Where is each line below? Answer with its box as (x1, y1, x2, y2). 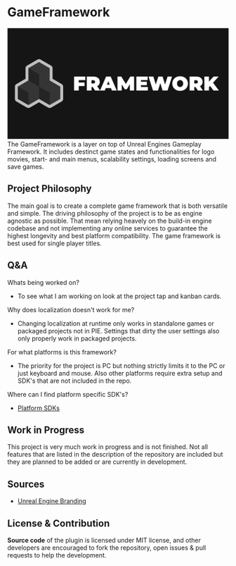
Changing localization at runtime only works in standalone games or (17, 319, 214, 328)
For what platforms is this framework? (7, 347, 117, 356)
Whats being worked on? (7, 278, 79, 286)
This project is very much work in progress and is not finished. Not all (7, 443, 209, 451)
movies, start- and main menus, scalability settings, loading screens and (7, 154, 216, 163)
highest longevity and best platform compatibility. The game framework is (7, 231, 221, 240)
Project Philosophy (7, 183, 92, 195)
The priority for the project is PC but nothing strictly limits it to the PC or (17, 361, 225, 370)
